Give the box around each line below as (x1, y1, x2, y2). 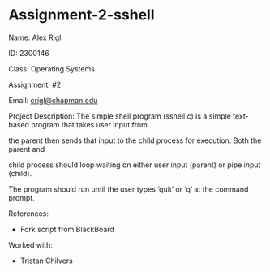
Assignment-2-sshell (8, 6, 155, 24)
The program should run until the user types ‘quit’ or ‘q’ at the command (8, 184, 249, 194)
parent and (8, 144, 45, 153)
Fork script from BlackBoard (19, 224, 115, 234)
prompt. (8, 192, 35, 202)
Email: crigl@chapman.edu (8, 95, 98, 105)
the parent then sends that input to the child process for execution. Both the (8, 136, 262, 145)
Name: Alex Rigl (8, 32, 62, 42)
